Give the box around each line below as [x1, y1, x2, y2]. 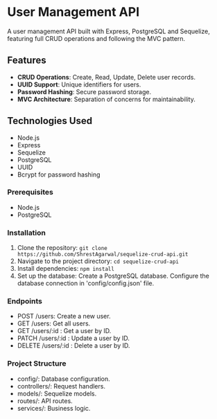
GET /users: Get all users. [17, 319, 91, 328]
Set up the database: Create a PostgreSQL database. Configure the [17, 271, 209, 280]
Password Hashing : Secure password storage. [17, 87, 151, 96]
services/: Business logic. [17, 404, 91, 412]
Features [7, 55, 46, 66]
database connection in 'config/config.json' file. [17, 279, 155, 287]
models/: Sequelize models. [17, 389, 97, 398]
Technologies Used [7, 115, 92, 127]
